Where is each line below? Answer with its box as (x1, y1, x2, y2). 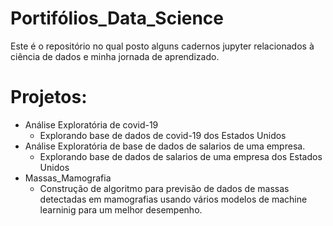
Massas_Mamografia (24, 172, 112, 184)
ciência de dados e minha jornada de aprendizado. (10, 50, 220, 62)
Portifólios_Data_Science (10, 7, 225, 30)
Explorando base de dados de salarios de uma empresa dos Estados (39, 150, 323, 162)
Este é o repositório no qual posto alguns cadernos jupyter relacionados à (10, 40, 315, 52)
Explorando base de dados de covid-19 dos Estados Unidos (39, 129, 287, 141)
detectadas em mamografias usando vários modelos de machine (39, 193, 308, 205)
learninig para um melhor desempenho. (39, 203, 203, 216)
